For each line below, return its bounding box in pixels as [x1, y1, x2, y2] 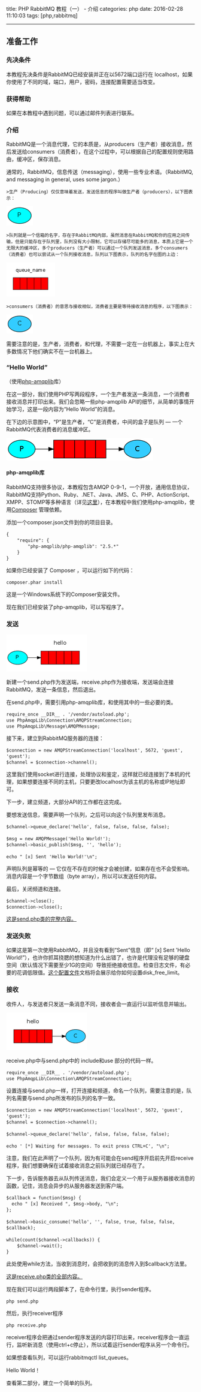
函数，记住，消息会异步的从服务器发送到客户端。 [6, 1182, 127, 1189]
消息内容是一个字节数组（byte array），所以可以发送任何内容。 [6, 873, 160, 880]
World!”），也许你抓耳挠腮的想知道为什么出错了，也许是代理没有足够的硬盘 [6, 954, 190, 961]
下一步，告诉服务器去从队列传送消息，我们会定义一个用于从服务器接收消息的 [6, 1174, 195, 1181]
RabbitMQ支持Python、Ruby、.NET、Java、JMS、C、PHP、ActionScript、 [6, 491, 193, 498]
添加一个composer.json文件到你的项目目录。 [6, 518, 117, 526]
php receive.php [6, 1322, 47, 1328]
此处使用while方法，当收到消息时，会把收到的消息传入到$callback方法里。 [6, 1260, 190, 1267]
